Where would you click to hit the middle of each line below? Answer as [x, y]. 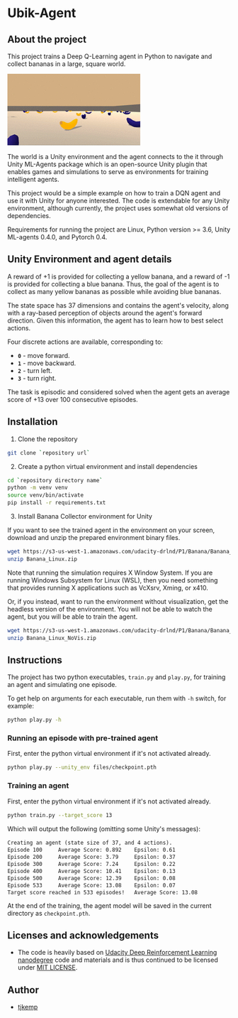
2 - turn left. [35, 370]
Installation [33, 422]
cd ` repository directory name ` [55, 480]
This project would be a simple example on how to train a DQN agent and [114, 193]
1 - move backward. [47, 363]
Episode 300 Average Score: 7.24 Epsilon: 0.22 [91, 864]
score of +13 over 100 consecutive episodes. [73, 399]
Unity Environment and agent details [90, 260]
